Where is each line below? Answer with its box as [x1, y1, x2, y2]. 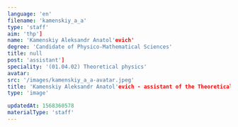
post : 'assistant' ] [7, 57, 65, 64]
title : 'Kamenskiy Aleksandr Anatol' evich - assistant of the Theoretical [7, 83, 233, 90]
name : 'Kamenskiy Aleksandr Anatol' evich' [7, 37, 135, 44]
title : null [7, 50, 42, 57]
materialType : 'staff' [7, 109, 74, 116]
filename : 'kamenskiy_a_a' [7, 17, 87, 24]
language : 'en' [7, 10, 52, 18]
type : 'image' [7, 89, 50, 96]
